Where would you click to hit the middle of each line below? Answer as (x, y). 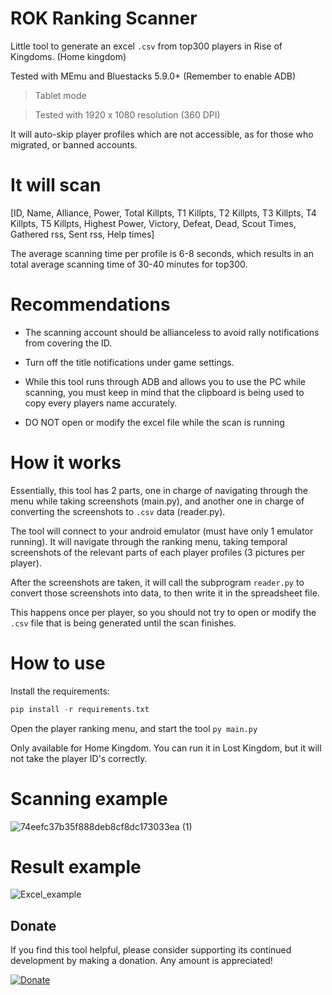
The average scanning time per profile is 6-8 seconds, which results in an (162, 253)
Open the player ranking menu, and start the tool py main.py (134, 728)
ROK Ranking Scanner (104, 18)
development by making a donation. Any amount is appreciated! (141, 961)
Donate (33, 925)
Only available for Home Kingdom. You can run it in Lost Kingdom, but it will (166, 748)
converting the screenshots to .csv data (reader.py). (118, 511)
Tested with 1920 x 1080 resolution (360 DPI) (127, 114)
